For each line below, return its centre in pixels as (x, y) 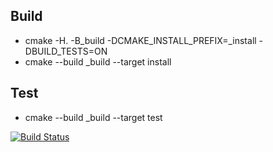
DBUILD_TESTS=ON (66, 51)
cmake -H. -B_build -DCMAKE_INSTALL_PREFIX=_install (140, 40)
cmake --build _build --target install (98, 61)
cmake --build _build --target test (93, 117)
